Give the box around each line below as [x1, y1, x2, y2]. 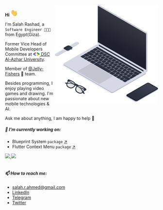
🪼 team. [21, 71, 36, 76]
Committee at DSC [5, 51, 50, 57]
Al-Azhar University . [5, 57, 45, 62]
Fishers [5, 71, 20, 76]
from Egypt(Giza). [5, 31, 41, 37]
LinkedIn [12, 189, 30, 195]
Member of [5, 66, 28, 72]
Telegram [12, 195, 32, 200]
